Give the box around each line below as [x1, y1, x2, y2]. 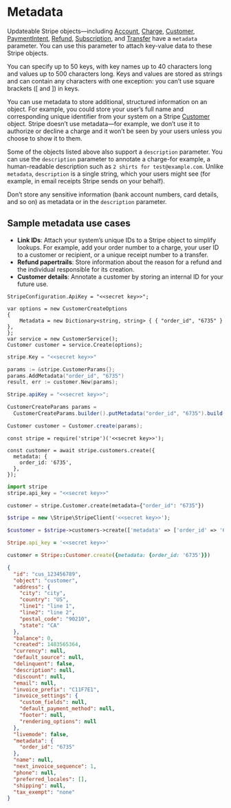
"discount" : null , [13, 673, 67, 680]
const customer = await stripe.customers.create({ [7, 447, 155, 454]
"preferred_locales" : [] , [13, 776, 88, 782]
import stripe [7, 483, 48, 490]
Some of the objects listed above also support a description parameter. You [7, 148, 223, 156]
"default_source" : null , [13, 654, 85, 661]
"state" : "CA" [19, 622, 60, 629]
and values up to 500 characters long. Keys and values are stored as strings [7, 70, 223, 78]
